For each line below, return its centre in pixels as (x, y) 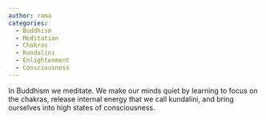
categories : (28, 23)
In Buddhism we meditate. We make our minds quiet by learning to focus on (133, 90)
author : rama (30, 16)
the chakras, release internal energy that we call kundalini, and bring (121, 99)
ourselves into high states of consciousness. (82, 107)
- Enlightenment (42, 61)
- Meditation (37, 38)
